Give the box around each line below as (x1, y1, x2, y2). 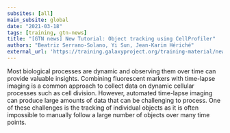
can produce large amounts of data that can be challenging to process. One (7, 96, 221, 104)
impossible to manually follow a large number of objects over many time (7, 110, 210, 119)
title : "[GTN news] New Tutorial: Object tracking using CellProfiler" (7, 36, 216, 43)
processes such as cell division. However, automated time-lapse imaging (7, 88, 213, 97)
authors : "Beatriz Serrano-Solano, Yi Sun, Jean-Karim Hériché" (7, 42, 194, 49)
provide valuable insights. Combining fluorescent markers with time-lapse (7, 74, 216, 82)
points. (7, 118, 27, 126)
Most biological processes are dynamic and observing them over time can (7, 66, 216, 75)
